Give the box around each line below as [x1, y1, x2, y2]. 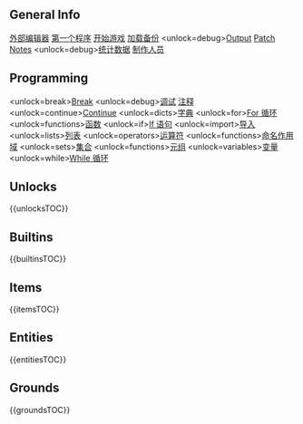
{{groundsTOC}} [9, 404, 71, 415]
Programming [9, 71, 89, 86]
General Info [9, 7, 81, 23]
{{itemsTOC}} [9, 304, 61, 315]
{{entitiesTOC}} [9, 353, 67, 365]
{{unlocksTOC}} [9, 203, 69, 214]
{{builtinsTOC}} [9, 254, 66, 265]
